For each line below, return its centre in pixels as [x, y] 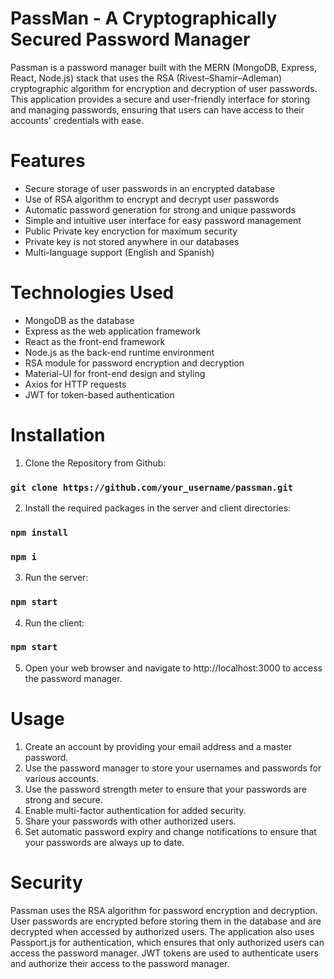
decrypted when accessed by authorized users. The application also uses [162, 931]
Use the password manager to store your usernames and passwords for [173, 768]
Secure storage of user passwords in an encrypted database [150, 188]
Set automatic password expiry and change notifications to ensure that [170, 831]
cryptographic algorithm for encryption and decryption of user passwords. [164, 88]
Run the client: [54, 623]
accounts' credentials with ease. [77, 120]
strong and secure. [63, 799]
